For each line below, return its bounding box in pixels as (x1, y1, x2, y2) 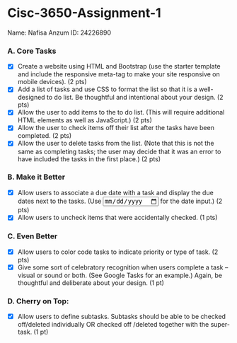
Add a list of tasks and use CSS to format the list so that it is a (17, 85, 198, 93)
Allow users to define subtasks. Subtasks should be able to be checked (17, 313, 226, 321)
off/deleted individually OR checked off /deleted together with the (17, 320, 209, 329)
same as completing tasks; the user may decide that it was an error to (17, 147, 221, 156)
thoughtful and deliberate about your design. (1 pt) (17, 278, 165, 287)
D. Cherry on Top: (7, 296, 69, 306)
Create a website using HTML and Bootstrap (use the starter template (17, 62, 221, 71)
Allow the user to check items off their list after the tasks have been (17, 124, 214, 132)
